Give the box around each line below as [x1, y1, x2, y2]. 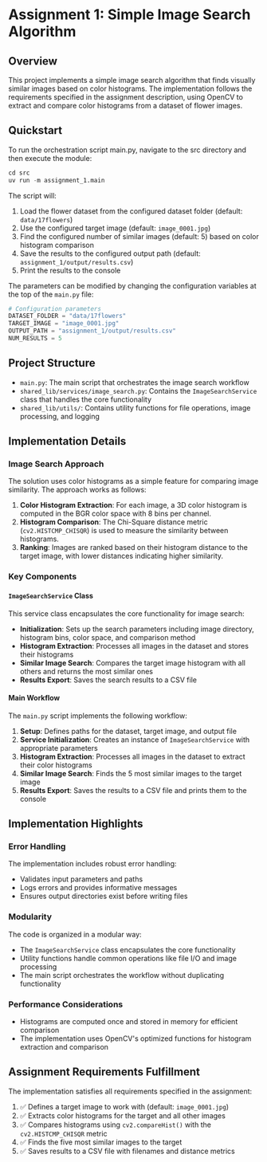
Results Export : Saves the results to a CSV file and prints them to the [19, 785, 247, 795]
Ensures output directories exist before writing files [19, 891, 188, 901]
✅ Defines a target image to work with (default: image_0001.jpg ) [19, 1101, 230, 1111]
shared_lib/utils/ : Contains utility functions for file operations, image [19, 402, 251, 412]
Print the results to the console [19, 265, 121, 275]
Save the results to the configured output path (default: [19, 249, 201, 258]
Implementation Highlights [8, 817, 143, 830]
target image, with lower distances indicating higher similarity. [19, 552, 224, 561]
